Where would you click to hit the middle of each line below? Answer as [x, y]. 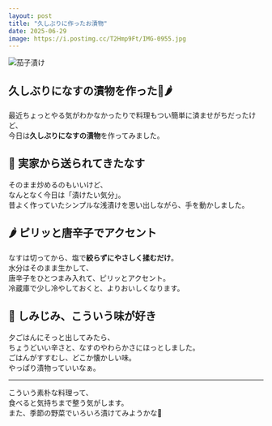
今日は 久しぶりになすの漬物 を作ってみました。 [86, 136]
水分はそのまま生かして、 [51, 268]
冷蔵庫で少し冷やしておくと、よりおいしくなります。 [96, 288]
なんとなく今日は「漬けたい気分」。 [67, 195]
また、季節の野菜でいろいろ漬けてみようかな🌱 [85, 413]
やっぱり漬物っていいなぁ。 [55, 368]
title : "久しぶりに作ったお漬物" [58, 24]
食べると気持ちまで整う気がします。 [68, 402]
